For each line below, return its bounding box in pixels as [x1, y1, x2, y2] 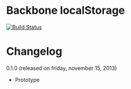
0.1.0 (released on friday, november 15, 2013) [6, 64, 117, 72]
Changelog [6, 44, 62, 58]
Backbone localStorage [6, 4, 125, 17]
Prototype [14, 76, 40, 83]
